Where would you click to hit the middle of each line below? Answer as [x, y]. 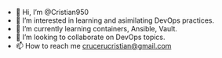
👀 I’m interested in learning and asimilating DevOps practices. [115, 20]
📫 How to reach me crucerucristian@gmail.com [93, 46]
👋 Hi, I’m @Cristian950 [52, 12]
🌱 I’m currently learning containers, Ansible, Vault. [96, 29]
